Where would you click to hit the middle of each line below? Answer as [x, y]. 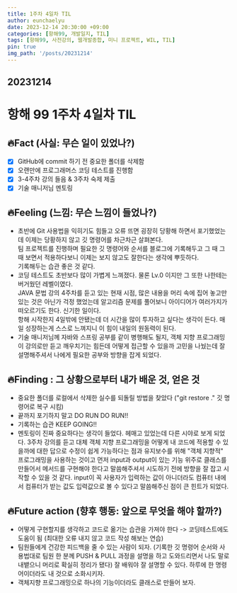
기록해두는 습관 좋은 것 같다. [56, 266]
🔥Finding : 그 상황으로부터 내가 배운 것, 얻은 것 [104, 379]
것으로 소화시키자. [80, 573]
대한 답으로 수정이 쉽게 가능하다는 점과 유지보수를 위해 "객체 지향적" [130, 451]
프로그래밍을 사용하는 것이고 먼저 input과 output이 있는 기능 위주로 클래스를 [122, 460]
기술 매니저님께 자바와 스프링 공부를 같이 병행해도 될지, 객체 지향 [106, 337]
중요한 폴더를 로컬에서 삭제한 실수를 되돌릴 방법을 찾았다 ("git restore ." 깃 [120, 398]
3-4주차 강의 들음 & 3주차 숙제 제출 [66, 179]
